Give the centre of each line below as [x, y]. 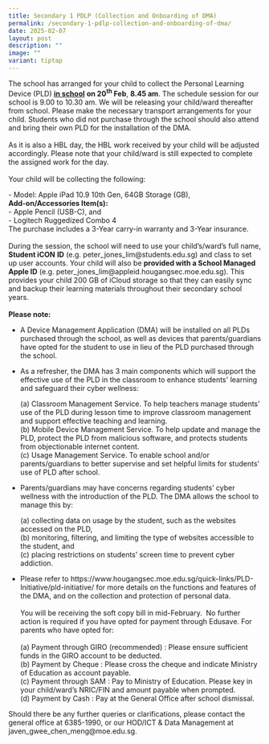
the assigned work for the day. [59, 162]
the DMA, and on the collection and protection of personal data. [125, 595]
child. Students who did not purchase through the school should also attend [134, 119]
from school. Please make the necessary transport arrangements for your [130, 110]
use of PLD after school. [60, 472]
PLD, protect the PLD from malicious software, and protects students [134, 438]
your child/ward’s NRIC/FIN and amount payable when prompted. [128, 689]
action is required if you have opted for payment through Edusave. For [136, 621]
